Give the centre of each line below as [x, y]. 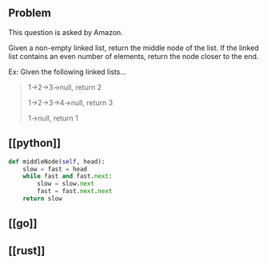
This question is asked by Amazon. [66, 32]
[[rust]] [27, 250]
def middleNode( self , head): [57, 162]
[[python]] [35, 143]
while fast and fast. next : [68, 176]
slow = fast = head [55, 169]
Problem [30, 13]
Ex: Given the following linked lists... [67, 72]
